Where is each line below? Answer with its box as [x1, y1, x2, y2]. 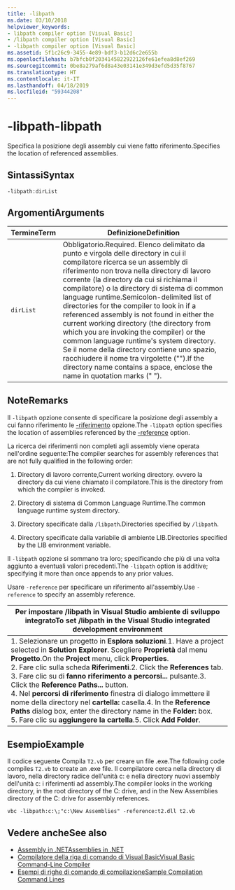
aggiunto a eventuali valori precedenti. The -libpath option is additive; [7, 562, 208, 570]
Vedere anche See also [7, 827, 107, 839]
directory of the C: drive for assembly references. [7, 794, 150, 802]
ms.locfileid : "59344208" [7, 88, 83, 95]
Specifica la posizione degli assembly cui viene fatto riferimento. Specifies [7, 141, 220, 151]
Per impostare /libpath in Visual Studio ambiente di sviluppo [15, 606, 220, 616]
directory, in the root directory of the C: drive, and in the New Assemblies [7, 787, 218, 795]
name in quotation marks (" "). [62, 370, 162, 380]
